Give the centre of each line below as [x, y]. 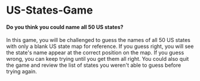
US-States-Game [50, 10]
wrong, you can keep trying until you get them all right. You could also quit [98, 59]
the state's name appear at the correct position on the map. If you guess [95, 53]
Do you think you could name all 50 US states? [65, 27]
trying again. [22, 72]
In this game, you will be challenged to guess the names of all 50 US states [99, 40]
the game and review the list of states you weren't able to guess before [94, 65]
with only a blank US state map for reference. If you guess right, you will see [100, 46]
